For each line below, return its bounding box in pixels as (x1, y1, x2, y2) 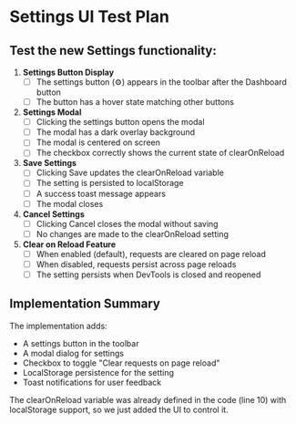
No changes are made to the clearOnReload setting (36, 228, 230, 239)
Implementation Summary (9, 296, 161, 312)
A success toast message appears (36, 188, 167, 199)
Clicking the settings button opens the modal (36, 117, 205, 128)
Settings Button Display (22, 67, 115, 78)
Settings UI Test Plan (9, 6, 170, 27)
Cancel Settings (22, 208, 85, 220)
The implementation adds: (9, 320, 107, 331)
